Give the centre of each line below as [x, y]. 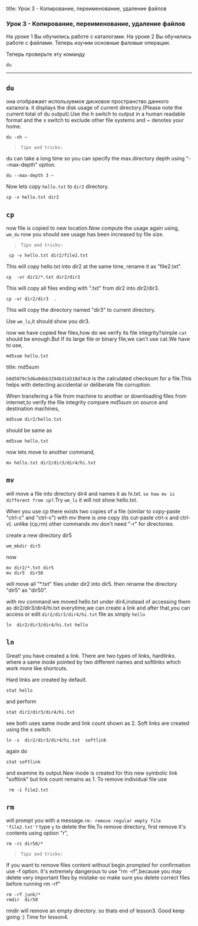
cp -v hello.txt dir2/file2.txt [48, 255]
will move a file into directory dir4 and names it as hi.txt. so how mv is [90, 493]
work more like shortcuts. [37, 668]
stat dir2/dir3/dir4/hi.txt [41, 712]
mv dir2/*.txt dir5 [30, 568]
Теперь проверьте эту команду [46, 54]
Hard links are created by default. [47, 680]
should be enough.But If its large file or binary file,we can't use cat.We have [98, 339]
